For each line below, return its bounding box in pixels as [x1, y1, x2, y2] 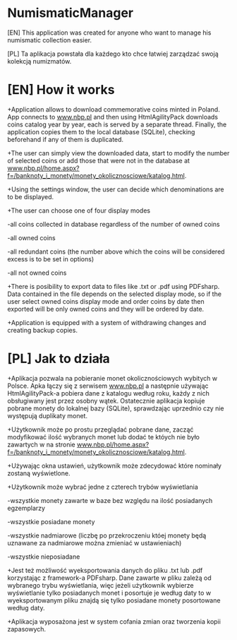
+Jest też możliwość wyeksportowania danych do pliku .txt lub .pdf [7, 566, 203, 574]
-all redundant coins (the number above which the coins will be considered [7, 247, 225, 256]
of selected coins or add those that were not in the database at [7, 156, 190, 165]
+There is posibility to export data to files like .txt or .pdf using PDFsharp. [7, 282, 220, 290]
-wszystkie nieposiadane [7, 552, 80, 561]
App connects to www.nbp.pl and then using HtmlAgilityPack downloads [7, 112, 219, 121]
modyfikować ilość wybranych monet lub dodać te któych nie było [7, 432, 200, 441]
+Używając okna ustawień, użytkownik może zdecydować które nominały [7, 461, 222, 470]
